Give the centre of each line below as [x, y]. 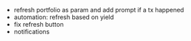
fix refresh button [39, 24]
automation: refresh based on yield [64, 17]
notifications [32, 31]
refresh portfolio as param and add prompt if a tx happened [99, 10]
